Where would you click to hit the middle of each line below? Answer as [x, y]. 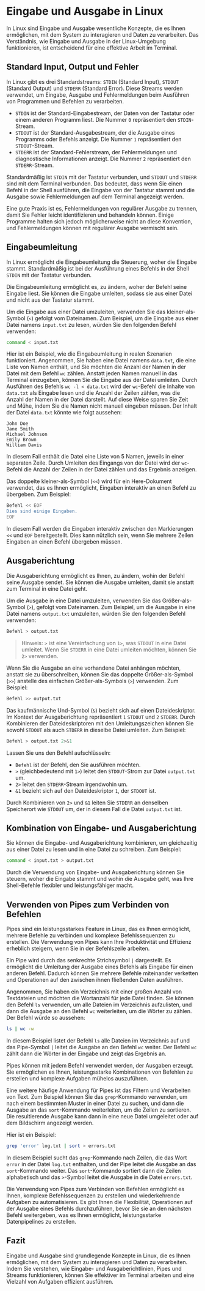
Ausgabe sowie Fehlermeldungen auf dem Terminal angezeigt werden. [95, 196]
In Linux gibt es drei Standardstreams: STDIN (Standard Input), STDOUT [92, 81]
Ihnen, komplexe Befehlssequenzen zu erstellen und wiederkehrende [93, 1196]
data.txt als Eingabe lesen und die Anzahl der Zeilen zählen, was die [93, 393]
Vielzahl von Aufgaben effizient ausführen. [60, 1281]
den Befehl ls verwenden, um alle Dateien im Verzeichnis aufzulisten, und [99, 1005]
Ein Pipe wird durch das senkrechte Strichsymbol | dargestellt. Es [89, 960]
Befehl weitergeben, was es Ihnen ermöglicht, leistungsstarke [84, 1215]
